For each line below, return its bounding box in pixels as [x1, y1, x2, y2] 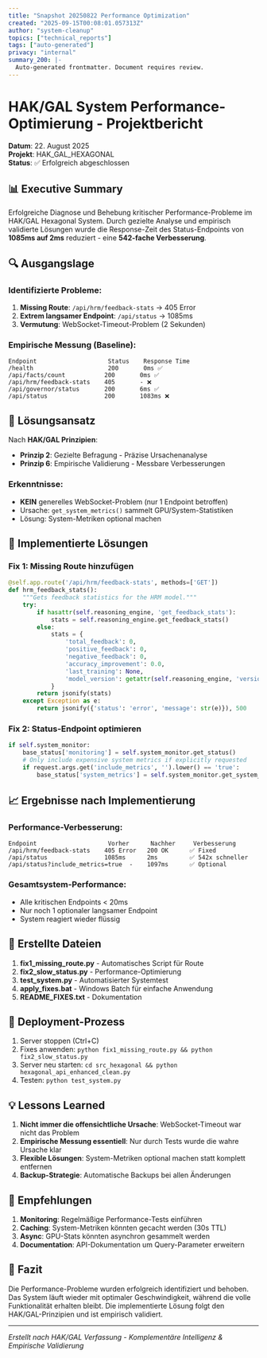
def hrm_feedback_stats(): [8, 586, 98, 594]
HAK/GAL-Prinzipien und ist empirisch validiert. [8, 1309, 163, 1319]
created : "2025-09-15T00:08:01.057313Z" [8, 19, 145, 27]
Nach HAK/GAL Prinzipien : [8, 435, 98, 445]
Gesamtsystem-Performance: [8, 879, 127, 890]
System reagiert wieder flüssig [19, 914, 121, 924]
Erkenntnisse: [8, 479, 64, 490]
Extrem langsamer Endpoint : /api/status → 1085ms [19, 311, 193, 321]
